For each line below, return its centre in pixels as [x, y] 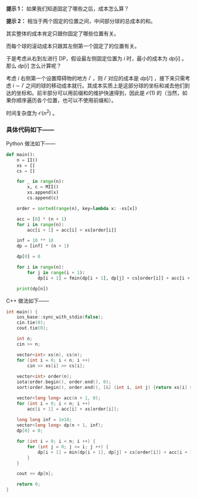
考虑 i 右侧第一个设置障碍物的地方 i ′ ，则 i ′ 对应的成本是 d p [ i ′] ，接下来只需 [96, 78]
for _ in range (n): [40, 182]
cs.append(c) [43, 198]
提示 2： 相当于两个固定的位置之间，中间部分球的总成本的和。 [81, 21]
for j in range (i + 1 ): [56, 272]
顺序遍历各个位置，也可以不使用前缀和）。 [66, 100]
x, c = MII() [43, 187]
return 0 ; [29, 485]
